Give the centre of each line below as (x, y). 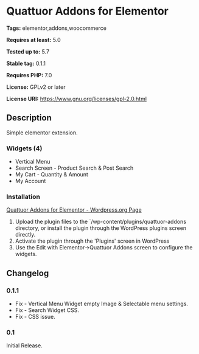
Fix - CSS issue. (35, 317)
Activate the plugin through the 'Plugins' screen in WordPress (92, 241)
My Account (30, 181)
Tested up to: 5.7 (28, 51)
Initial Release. (24, 345)
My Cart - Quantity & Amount (51, 175)
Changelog (28, 273)
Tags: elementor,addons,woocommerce (56, 28)
